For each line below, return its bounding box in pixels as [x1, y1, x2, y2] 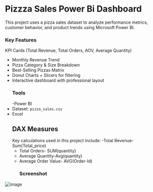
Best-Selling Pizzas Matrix [12, 67, 64, 73]
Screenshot [19, 170, 47, 177]
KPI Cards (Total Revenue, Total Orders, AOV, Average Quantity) [5, 47, 132, 54]
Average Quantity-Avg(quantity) [19, 153, 83, 159]
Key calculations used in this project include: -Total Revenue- [12, 138, 134, 144]
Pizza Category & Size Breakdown [12, 62, 80, 68]
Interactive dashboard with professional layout [12, 77, 105, 83]
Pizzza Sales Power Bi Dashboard [5, 3, 142, 15]
